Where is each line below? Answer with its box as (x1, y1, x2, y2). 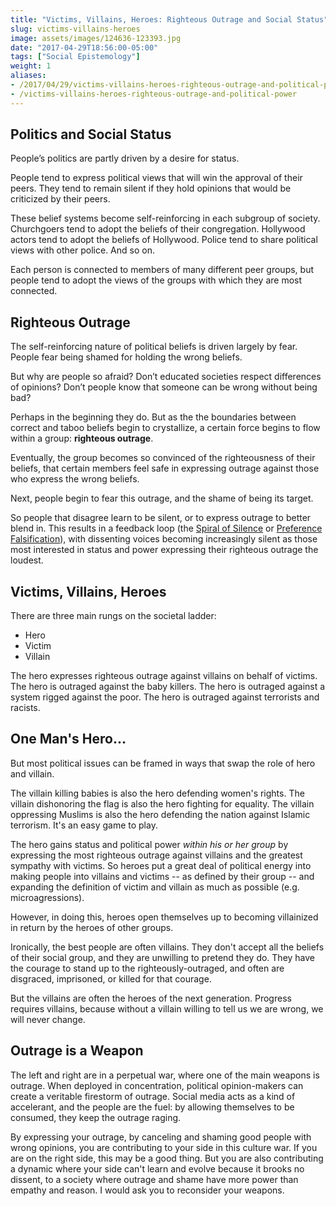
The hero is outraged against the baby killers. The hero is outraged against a (10, 681, 326, 693)
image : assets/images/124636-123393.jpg (10, 33, 182, 43)
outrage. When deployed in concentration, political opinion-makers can (10, 1079, 304, 1091)
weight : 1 (10, 61, 52, 71)
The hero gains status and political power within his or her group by (10, 838, 289, 850)
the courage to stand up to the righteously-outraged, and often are (10, 962, 285, 974)
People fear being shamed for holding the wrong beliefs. (10, 351, 243, 363)
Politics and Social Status (10, 126, 172, 143)
